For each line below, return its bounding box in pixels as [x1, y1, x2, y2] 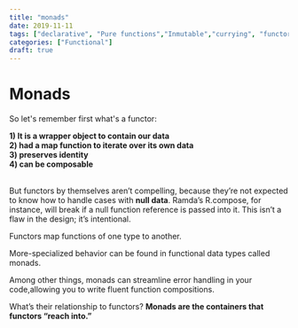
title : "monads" [9, 12, 69, 22]
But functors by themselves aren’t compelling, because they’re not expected [9, 185, 288, 196]
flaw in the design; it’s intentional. [9, 214, 131, 224]
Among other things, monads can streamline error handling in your [9, 275, 253, 285]
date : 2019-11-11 [9, 21, 74, 30]
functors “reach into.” [9, 311, 92, 322]
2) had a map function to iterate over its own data [9, 140, 194, 151]
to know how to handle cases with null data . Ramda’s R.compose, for [9, 195, 262, 206]
